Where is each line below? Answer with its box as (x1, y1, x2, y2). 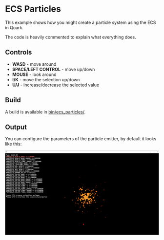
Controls (5, 48, 32, 56)
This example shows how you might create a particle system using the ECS (5, 19, 156, 25)
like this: (5, 141, 22, 147)
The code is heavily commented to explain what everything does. (5, 34, 137, 40)
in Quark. (5, 24, 23, 30)
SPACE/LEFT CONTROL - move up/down (12, 66, 95, 72)
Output (5, 123, 27, 131)
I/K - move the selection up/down (12, 76, 80, 82)
